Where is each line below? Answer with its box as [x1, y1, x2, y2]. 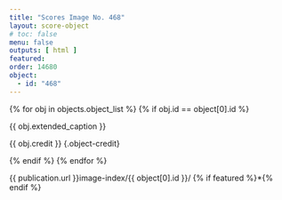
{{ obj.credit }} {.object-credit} [9, 138, 120, 148]
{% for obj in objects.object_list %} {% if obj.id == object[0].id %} [9, 103, 250, 114]
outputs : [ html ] [9, 46, 77, 55]
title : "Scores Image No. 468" [9, 12, 125, 22]
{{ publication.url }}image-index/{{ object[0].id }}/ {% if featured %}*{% [9, 172, 274, 183]
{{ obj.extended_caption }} [9, 121, 107, 132]
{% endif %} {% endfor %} [9, 155, 108, 165]
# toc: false [9, 29, 58, 38]
